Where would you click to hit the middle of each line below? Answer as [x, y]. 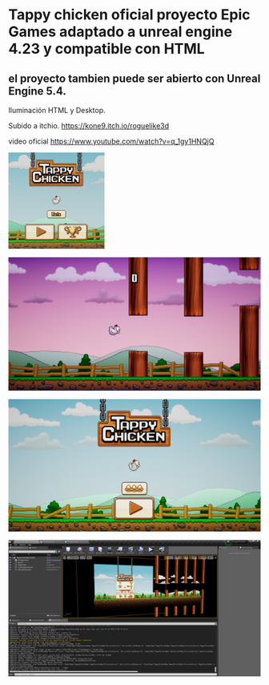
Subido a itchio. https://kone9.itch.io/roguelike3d [89, 126]
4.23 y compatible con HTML [107, 49]
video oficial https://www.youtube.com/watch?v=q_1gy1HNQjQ [111, 141]
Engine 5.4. [37, 91]
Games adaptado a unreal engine [120, 32]
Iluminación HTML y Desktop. [57, 110]
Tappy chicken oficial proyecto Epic [129, 15]
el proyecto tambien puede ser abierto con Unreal [134, 78]
